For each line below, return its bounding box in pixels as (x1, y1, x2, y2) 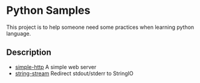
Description (6, 48, 51, 58)
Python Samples (6, 4, 91, 17)
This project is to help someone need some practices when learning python (6, 23, 195, 31)
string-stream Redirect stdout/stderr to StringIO (15, 70, 134, 77)
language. (6, 29, 31, 37)
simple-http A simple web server (15, 63, 97, 70)
